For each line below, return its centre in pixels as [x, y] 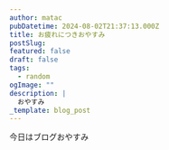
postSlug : [28, 43]
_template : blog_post [50, 110]
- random [34, 77]
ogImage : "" [32, 85]
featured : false [40, 52]
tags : [19, 69]
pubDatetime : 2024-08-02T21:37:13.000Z [84, 26]
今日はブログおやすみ [49, 137]
